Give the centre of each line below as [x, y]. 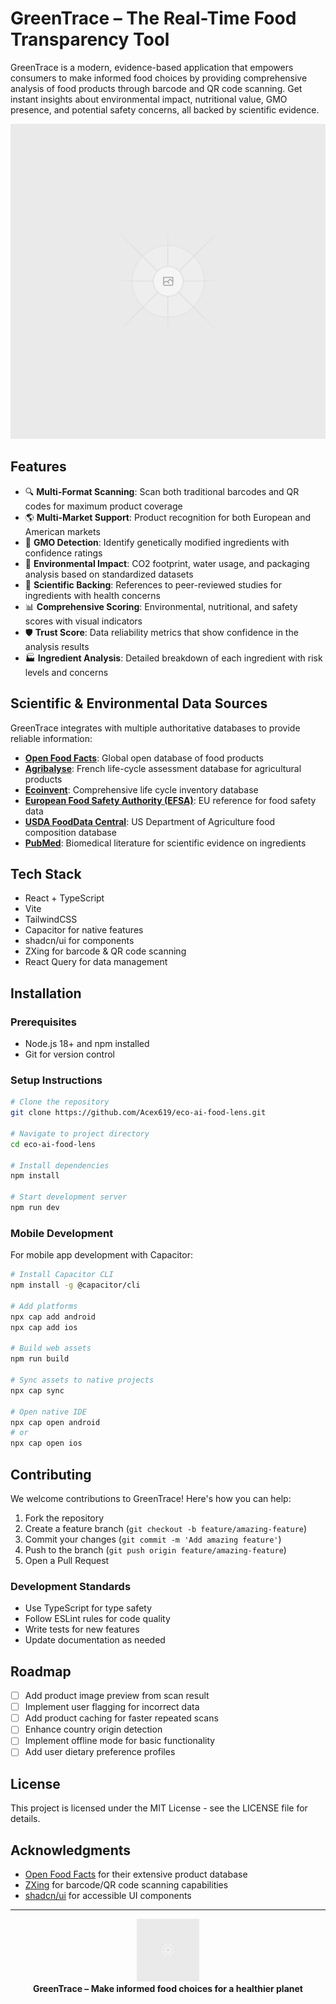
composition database [70, 832]
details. [25, 1819]
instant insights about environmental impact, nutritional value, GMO [149, 99]
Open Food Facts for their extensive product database [136, 1874]
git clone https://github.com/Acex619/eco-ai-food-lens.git [138, 1113]
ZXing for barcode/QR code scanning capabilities [126, 1885]
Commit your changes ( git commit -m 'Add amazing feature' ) [153, 1539]
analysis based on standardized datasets [109, 574]
